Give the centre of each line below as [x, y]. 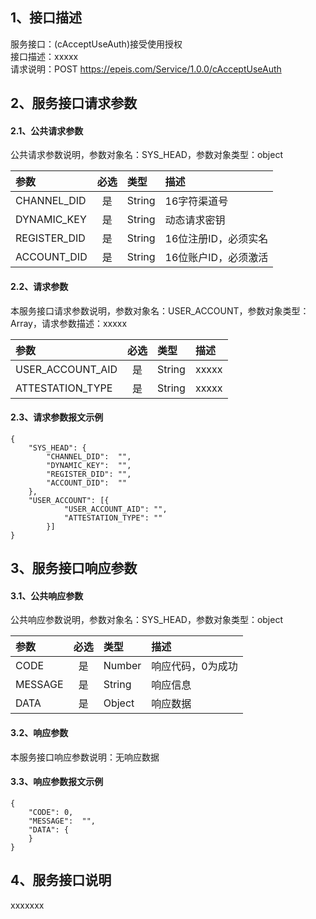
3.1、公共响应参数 [47, 595]
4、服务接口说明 [61, 880]
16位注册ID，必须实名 [216, 239]
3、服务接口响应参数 [74, 568]
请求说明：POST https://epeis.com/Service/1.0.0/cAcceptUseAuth [146, 69]
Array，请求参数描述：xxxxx [69, 323]
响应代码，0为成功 [194, 666]
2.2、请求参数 [39, 286]
